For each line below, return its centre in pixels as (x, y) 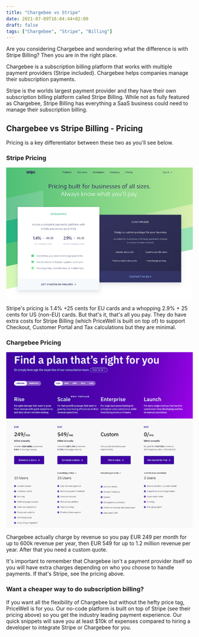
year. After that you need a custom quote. (57, 550)
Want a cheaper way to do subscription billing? (75, 589)
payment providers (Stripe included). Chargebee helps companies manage (97, 73)
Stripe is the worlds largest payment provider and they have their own (91, 91)
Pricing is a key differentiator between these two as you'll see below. (90, 143)
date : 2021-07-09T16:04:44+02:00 (47, 19)
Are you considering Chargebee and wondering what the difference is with (97, 49)
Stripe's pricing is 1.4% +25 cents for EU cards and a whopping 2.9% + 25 (97, 308)
